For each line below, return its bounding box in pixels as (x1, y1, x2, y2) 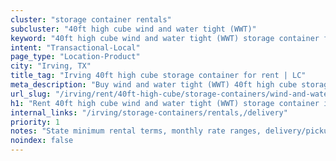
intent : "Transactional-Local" (10, 42, 141, 53)
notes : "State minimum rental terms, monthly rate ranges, (10, 126, 262, 136)
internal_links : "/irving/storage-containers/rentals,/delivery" (10, 107, 288, 118)
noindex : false (10, 136, 74, 146)
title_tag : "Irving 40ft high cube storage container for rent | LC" (10, 71, 307, 81)
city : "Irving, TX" (10, 61, 92, 71)
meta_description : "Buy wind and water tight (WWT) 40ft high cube (10, 80, 298, 90)
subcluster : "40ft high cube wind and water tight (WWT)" (10, 24, 257, 34)
